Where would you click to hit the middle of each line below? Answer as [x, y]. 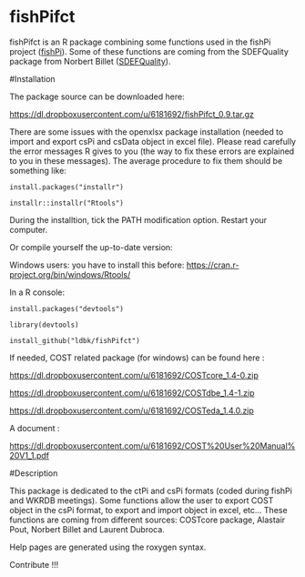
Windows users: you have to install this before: [97, 265]
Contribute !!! [34, 564]
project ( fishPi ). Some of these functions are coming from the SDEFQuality [149, 51]
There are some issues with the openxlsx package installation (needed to [147, 132]
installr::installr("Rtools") [67, 203]
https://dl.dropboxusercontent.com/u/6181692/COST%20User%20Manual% [152, 445]
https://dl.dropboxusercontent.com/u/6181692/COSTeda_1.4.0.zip [132, 410]
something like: [38, 170]
